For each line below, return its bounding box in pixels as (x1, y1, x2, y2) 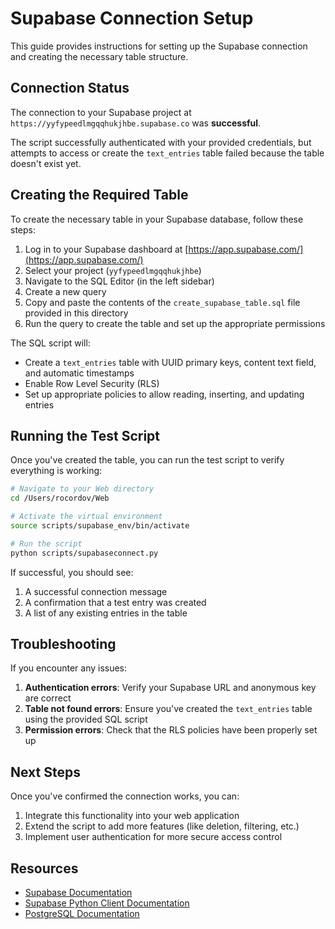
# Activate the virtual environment (10, 512, 163, 522)
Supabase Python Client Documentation (24, 897, 190, 909)
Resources (10, 860, 79, 877)
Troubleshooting (10, 636, 117, 653)
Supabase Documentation (24, 887, 133, 899)
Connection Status (10, 80, 130, 97)
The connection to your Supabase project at (10, 106, 192, 118)
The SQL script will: (10, 337, 91, 349)
